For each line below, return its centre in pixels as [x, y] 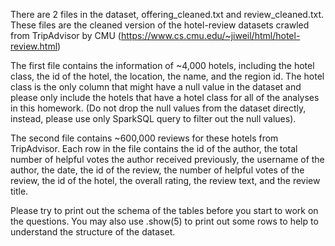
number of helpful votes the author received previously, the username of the [167, 159]
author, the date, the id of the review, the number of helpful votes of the [157, 170]
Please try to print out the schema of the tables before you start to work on [164, 210]
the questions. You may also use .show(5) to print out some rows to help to [164, 221]
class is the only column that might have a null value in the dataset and [156, 87]
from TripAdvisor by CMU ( [66, 35]
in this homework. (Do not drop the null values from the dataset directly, [158, 108]
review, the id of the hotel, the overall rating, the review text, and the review [165, 180]
